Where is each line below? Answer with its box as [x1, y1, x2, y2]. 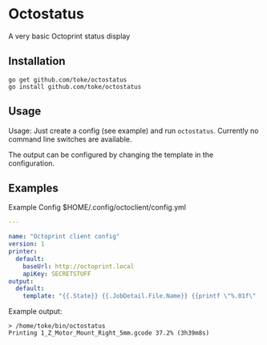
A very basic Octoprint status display [8, 31, 131, 41]
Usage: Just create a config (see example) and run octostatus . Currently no [8, 126, 259, 135]
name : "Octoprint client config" [8, 233, 120, 241]
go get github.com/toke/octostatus [8, 75, 127, 84]
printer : [8, 247, 38, 255]
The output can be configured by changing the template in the [8, 150, 214, 159]
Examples [8, 181, 59, 195]
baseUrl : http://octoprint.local [22, 262, 135, 271]
